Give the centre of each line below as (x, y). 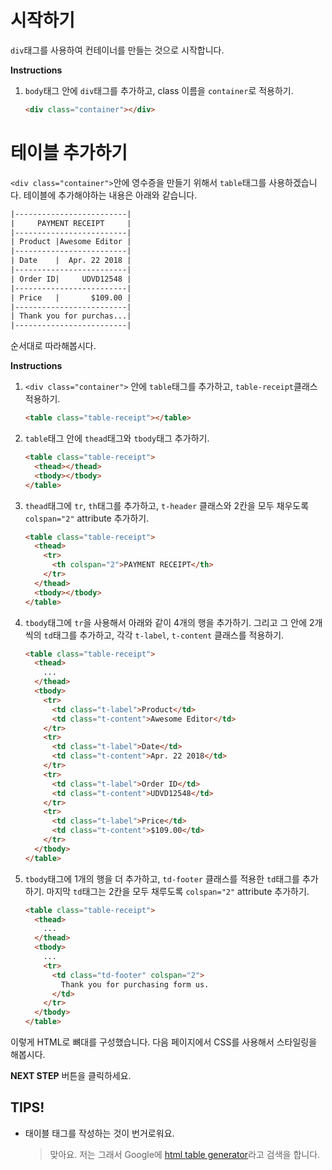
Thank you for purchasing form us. (135, 984)
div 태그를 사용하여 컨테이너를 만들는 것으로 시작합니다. (117, 50)
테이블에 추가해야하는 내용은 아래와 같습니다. (110, 195)
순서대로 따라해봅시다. (53, 346)
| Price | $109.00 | (71, 297)
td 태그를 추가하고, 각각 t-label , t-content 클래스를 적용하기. (164, 635)
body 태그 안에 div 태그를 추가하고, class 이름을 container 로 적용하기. (159, 90)
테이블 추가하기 (69, 153)
